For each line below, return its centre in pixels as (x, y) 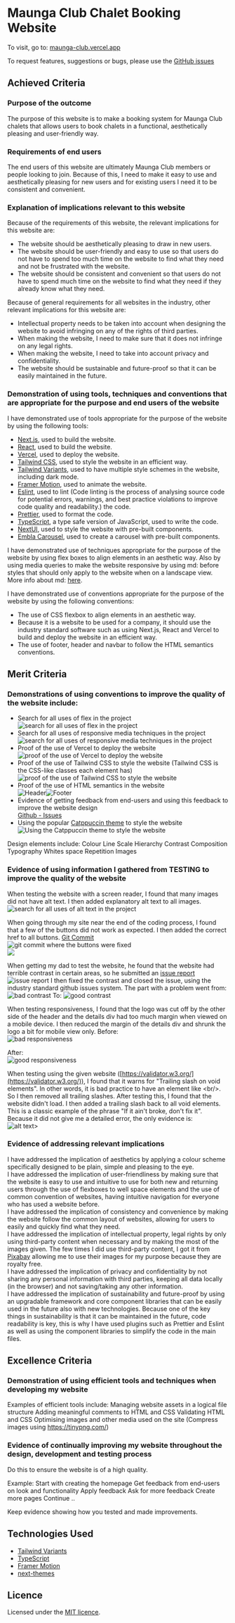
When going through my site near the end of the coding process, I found (112, 922)
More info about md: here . (45, 580)
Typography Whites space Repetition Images (72, 852)
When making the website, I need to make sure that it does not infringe (120, 338)
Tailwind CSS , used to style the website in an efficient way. (102, 461)
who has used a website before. (54, 1204)
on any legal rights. (45, 346)
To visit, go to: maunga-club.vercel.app (64, 47)
